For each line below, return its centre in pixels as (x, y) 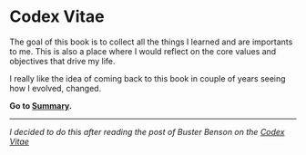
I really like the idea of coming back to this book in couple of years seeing (148, 78)
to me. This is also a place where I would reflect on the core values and (143, 51)
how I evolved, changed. (56, 88)
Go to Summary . (41, 105)
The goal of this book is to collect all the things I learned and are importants (151, 42)
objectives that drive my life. (62, 61)
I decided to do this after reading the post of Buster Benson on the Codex (147, 131)
